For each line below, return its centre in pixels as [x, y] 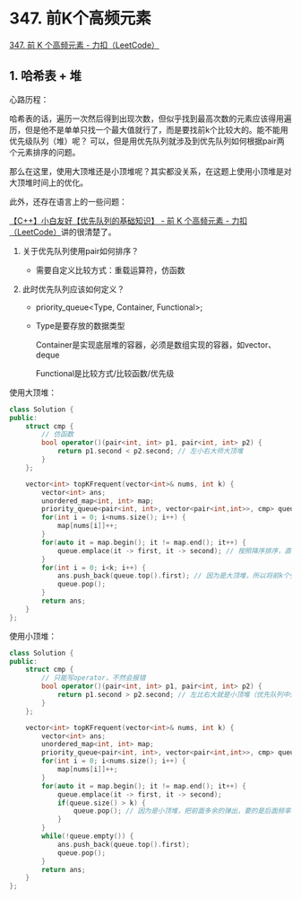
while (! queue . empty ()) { [88, 836]
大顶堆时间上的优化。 [48, 182]
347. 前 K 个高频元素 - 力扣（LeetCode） [84, 45]
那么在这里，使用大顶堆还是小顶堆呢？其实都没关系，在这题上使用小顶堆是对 [150, 171]
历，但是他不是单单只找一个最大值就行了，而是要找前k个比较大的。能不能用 [149, 129]
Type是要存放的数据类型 [80, 325]
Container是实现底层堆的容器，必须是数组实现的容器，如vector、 [155, 344]
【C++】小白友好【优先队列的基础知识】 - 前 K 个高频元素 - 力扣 [129, 220]
